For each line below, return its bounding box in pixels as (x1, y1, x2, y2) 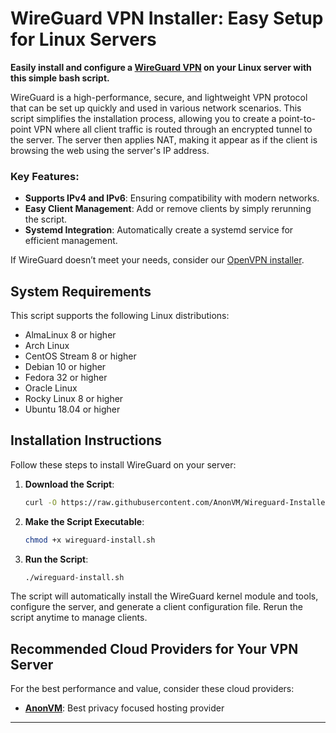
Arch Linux (24, 340, 70, 352)
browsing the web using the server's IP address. (10, 144, 210, 156)
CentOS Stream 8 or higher (24, 350, 137, 362)
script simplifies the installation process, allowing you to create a (10, 112, 277, 124)
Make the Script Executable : (24, 515, 145, 527)
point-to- (278, 112, 316, 124)
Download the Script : (24, 478, 115, 490)
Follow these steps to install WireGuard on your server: (10, 458, 237, 471)
